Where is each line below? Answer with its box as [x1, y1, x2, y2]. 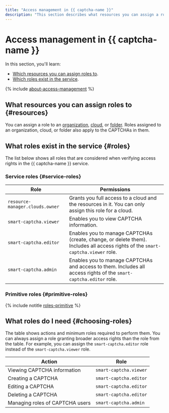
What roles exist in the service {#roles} [5, 142, 131, 150]
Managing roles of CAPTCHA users [8, 399, 91, 406]
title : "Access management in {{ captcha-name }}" [5, 7, 114, 13]
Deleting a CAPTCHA [8, 391, 58, 398]
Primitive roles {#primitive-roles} [5, 291, 88, 298]
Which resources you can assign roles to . [12, 71, 99, 77]
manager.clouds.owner [8, 204, 59, 210]
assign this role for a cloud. [69, 207, 133, 214]
